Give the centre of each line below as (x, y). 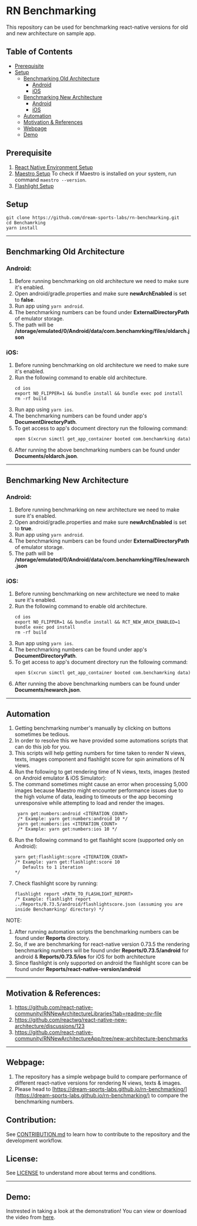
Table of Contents (40, 52)
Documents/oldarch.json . (46, 456)
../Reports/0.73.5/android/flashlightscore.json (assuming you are (98, 905)
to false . (25, 300)
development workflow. (34, 1140)
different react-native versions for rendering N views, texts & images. (98, 1083)
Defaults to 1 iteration (53, 867)
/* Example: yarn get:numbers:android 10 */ (72, 819)
